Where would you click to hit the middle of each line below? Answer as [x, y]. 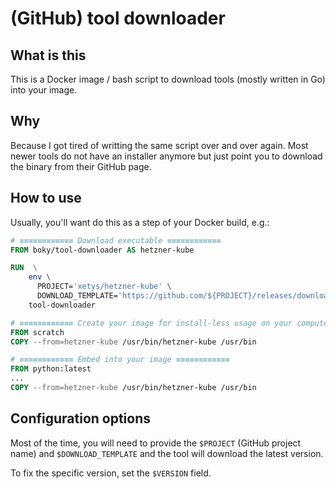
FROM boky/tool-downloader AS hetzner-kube [102, 250]
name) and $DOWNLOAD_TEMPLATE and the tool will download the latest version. [167, 453]
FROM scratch [37, 332]
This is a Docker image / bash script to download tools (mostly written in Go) [168, 79]
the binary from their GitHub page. [81, 166]
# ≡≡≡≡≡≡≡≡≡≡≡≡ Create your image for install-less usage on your [151, 323]
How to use [46, 198]
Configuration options [81, 418]
